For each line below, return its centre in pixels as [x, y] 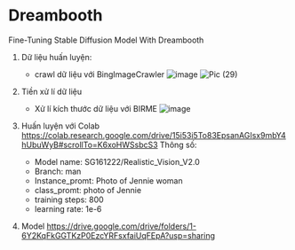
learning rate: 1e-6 [68, 208]
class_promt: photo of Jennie [88, 190]
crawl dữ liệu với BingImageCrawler [100, 74]
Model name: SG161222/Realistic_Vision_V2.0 [117, 161]
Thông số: [178, 145]
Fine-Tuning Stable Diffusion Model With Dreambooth [106, 40]
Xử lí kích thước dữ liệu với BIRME [96, 108]
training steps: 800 [69, 199]
